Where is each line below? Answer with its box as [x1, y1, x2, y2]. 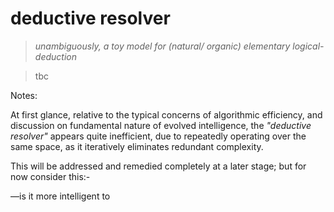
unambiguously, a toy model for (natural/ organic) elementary [34, 40, 291, 52]
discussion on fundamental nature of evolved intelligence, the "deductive [10, 119, 312, 131]
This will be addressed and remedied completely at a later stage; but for [10, 160, 307, 172]
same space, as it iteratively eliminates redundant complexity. [10, 140, 264, 152]
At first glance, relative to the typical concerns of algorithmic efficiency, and [10, 108, 323, 121]
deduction [34, 50, 77, 62]
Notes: [10, 89, 38, 101]
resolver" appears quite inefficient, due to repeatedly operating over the [10, 130, 307, 142]
